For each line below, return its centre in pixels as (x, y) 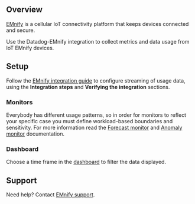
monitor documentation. (35, 134)
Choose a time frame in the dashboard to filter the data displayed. (86, 162)
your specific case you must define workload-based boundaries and (90, 121)
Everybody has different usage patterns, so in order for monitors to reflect (96, 115)
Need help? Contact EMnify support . (51, 195)
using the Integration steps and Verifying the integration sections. (88, 87)
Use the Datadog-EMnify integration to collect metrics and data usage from (98, 41)
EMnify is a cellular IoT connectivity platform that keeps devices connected (97, 24)
